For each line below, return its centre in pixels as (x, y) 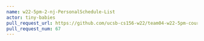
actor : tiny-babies (31, 17)
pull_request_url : (29, 23)
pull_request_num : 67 (34, 29)
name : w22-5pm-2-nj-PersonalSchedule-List (61, 12)
